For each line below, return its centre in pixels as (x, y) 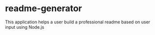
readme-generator (44, 9)
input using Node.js (25, 27)
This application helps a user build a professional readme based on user (78, 22)
